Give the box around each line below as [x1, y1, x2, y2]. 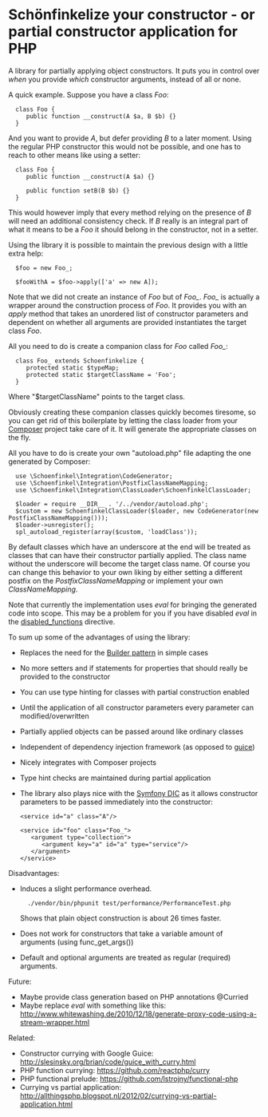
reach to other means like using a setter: [8, 150, 141, 160]
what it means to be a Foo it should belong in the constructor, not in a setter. [8, 224, 258, 234]
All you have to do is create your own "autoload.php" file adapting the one [8, 448, 251, 457]
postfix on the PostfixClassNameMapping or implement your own [8, 576, 223, 585]
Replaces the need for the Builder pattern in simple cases [19, 648, 209, 657]
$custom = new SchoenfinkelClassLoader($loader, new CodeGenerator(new [15, 507, 259, 515]
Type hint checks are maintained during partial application [19, 773, 211, 782]
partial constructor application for [8, 22, 238, 41]
